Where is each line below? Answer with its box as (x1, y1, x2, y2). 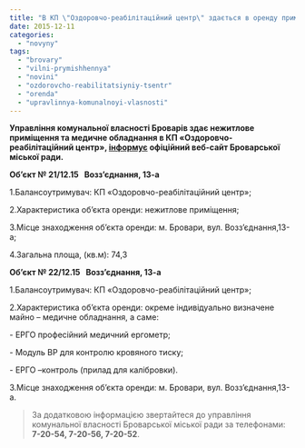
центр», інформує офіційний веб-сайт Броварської (75, 142, 280, 153)
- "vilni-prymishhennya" (17, 65, 112, 74)
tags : (9, 47, 30, 56)
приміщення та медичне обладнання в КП (9, 133, 178, 144)
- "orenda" (17, 89, 59, 98)
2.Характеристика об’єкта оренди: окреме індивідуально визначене (9, 302, 275, 314)
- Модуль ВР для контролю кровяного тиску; (9, 347, 184, 358)
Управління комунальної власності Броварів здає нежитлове (9, 123, 255, 134)
